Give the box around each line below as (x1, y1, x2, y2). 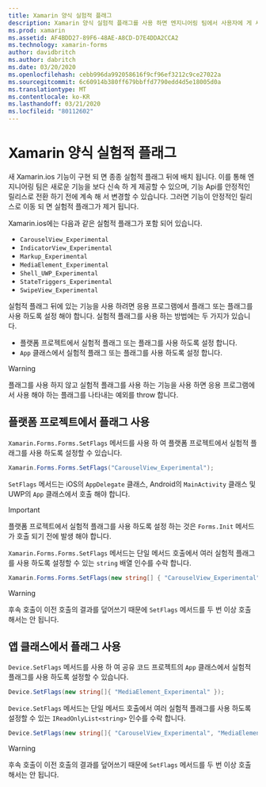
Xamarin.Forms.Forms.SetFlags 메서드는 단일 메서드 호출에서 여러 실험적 (8, 548, 234, 558)
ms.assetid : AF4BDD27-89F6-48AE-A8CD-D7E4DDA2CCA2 (8, 33, 179, 42)
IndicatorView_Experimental (19, 244, 112, 252)
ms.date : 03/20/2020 (8, 63, 77, 71)
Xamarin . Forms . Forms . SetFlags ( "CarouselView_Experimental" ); (8, 463, 215, 472)
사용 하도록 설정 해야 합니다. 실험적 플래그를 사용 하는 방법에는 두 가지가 (8, 311, 230, 321)
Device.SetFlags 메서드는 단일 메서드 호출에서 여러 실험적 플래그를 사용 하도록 (8, 704, 252, 713)
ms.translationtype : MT (8, 85, 87, 94)
